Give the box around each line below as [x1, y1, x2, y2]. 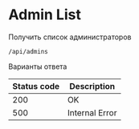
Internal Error [67, 107, 117, 118]
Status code [12, 80, 60, 91]
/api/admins [8, 47, 48, 55]
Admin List [8, 6, 82, 24]
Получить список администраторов [8, 32, 132, 42]
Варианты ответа [8, 62, 67, 71]
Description [69, 80, 115, 91]
